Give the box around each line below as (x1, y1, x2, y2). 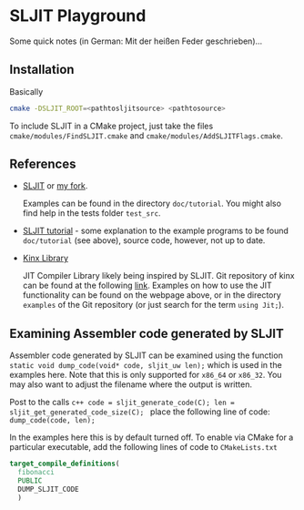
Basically (9, 86, 44, 97)
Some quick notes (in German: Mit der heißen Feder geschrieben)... (9, 36, 263, 46)
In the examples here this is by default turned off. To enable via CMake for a (9, 432, 294, 443)
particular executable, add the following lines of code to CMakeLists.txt (9, 442, 278, 453)
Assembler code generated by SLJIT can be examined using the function (9, 350, 284, 361)
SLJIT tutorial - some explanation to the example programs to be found (22, 225, 289, 237)
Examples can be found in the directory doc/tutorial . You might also (22, 198, 282, 209)
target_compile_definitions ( (9, 459, 120, 469)
